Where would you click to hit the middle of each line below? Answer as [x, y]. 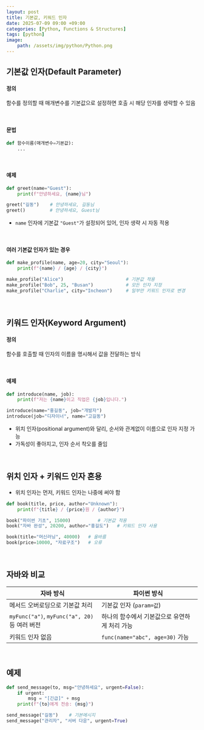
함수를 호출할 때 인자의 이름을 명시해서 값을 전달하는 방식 [73, 354]
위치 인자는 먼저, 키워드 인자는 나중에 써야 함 [68, 492]
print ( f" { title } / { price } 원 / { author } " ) [71, 509]
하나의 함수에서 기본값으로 [136, 617]
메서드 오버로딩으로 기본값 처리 [51, 605]
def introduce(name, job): [40, 394]
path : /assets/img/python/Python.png [65, 46]
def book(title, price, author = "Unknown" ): [62, 504]
